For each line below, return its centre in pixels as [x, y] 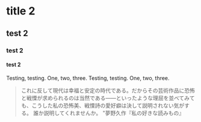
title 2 [21, 11]
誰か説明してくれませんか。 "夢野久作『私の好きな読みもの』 [109, 113]
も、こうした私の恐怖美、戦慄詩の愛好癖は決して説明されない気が [103, 105]
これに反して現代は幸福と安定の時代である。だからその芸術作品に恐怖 [108, 90]
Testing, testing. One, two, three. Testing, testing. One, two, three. [88, 78]
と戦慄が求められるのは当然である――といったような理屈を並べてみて [108, 98]
